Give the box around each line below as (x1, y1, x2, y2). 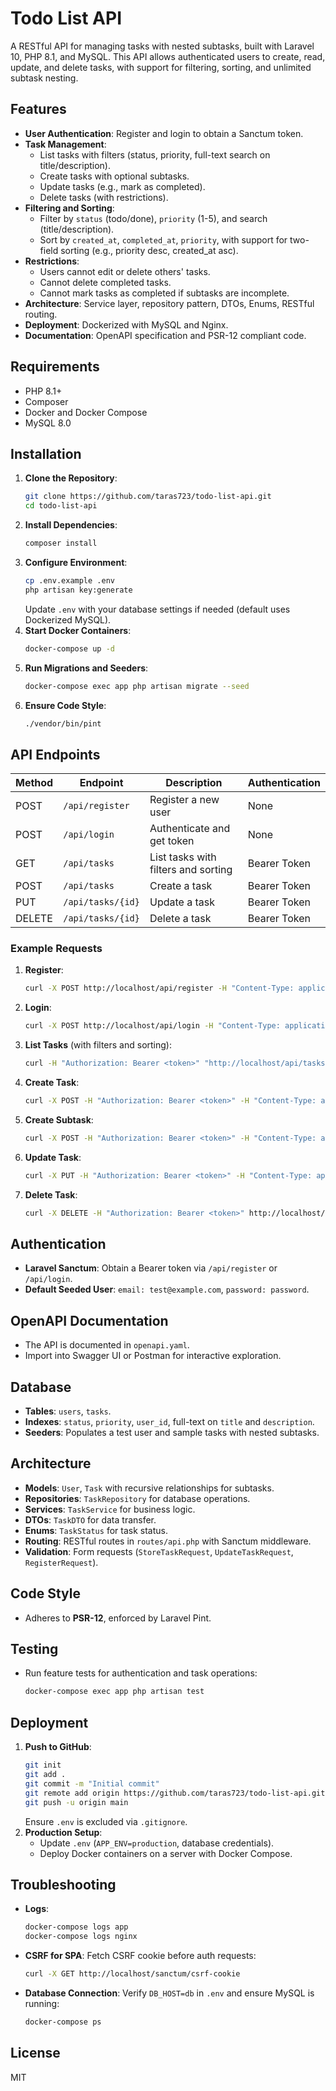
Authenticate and (149, 822, 231, 836)
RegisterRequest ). (24, 1556, 99, 1568)
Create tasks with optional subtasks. (39, 170, 190, 182)
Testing (10, 1641, 59, 1658)
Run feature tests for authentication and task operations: (24, 1667, 258, 1679)
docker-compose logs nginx (24, 1932, 138, 1942)
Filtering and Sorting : (24, 202, 115, 214)
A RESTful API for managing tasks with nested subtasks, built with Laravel (10, 40, 315, 52)
